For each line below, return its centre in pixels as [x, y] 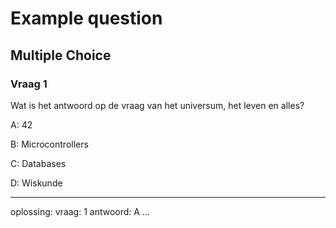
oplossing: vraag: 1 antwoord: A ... [80, 211]
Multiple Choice [61, 55]
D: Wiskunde [36, 183]
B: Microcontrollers [49, 144]
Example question [86, 18]
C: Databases [38, 163]
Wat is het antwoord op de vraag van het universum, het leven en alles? [157, 105]
